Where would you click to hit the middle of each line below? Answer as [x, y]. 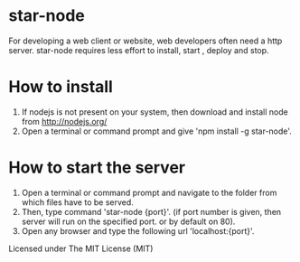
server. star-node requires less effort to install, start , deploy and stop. [139, 50]
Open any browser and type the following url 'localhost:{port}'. [138, 230]
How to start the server [97, 168]
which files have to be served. [78, 202]
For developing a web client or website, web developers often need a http [145, 41]
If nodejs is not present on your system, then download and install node [155, 112]
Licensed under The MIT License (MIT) [81, 248]
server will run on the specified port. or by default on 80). [128, 221]
